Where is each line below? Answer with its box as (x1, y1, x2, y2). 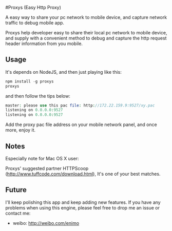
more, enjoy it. (5, 127, 36, 133)
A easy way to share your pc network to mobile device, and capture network (5, 14, 167, 20)
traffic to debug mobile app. (5, 20, 64, 26)
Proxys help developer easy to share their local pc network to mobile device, (5, 30, 167, 35)
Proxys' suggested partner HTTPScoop (5, 165, 89, 171)
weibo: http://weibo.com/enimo (12, 220, 80, 226)
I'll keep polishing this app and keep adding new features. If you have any (5, 199, 161, 205)
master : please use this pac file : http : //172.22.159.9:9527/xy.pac (5, 102, 155, 108)
